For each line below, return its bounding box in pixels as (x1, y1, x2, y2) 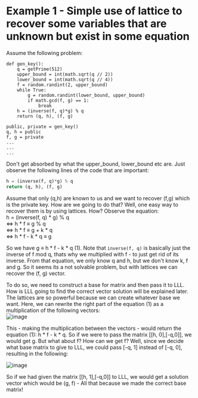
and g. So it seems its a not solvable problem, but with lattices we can (6, 263, 178, 270)
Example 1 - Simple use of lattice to (6, 4, 182, 18)
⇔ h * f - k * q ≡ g (6, 232, 52, 240)
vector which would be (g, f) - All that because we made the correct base (6, 379, 187, 387)
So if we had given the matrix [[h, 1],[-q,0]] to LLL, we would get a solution (6, 373, 189, 380)
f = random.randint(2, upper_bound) (17, 82, 109, 88)
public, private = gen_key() (6, 124, 79, 130)
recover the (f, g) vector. (6, 270, 66, 277)
